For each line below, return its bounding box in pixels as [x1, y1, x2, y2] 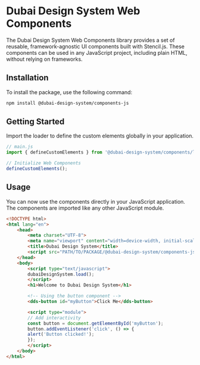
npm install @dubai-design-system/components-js [6, 100, 129, 106]
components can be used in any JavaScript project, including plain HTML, [6, 49, 187, 56]
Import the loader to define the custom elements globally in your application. [6, 132, 194, 139]
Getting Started [6, 117, 65, 127]
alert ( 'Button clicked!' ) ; [27, 332, 95, 338]
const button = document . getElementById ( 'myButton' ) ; [27, 320, 164, 326]
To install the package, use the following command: [6, 88, 133, 96]
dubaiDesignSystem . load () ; [27, 271, 95, 277]
